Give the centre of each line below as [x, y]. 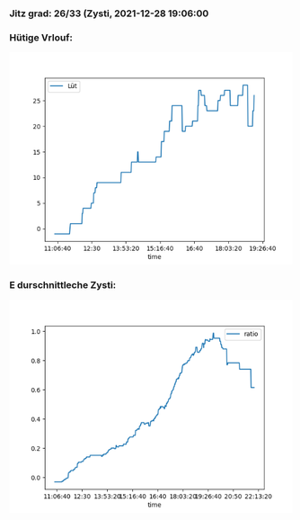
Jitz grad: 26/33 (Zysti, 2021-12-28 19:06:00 [109, 13]
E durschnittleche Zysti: [63, 285]
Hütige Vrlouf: [41, 37]
